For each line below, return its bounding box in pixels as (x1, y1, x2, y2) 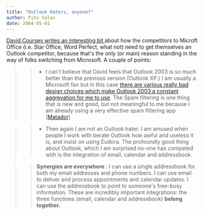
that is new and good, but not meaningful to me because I (45, 100, 190, 108)
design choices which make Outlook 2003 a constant (45, 88, 179, 95)
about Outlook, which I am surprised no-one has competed (45, 144, 194, 152)
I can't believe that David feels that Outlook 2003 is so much (45, 68, 197, 76)
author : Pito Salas (6, 15, 56, 21)
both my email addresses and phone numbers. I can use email (36, 169, 192, 177)
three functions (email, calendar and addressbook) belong (36, 196, 183, 203)
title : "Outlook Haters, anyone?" (6, 9, 94, 15)
